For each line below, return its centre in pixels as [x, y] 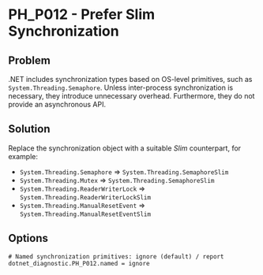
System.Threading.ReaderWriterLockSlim [85, 197]
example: [23, 156]
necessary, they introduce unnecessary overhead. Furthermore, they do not [131, 96]
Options [28, 238]
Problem [30, 60]
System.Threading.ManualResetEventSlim [85, 214]
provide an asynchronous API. [57, 104]
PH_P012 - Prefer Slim [82, 15]
